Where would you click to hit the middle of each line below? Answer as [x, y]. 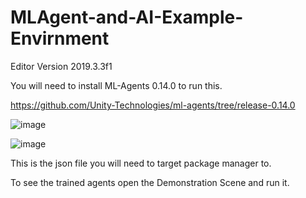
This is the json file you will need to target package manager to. [141, 163]
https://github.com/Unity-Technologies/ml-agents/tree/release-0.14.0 [153, 105]
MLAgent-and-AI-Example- [127, 17]
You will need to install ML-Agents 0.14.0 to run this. [116, 85]
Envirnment [60, 38]
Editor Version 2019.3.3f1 [61, 66]
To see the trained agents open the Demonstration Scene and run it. [150, 182]
